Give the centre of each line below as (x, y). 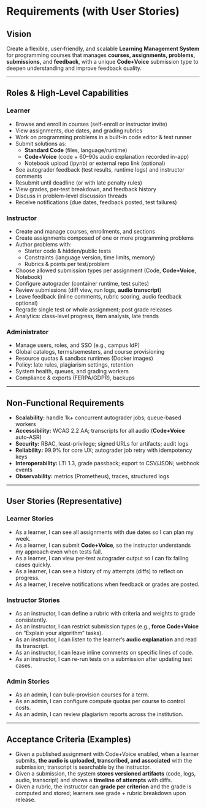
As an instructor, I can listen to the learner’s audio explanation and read (106, 639)
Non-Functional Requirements (65, 403)
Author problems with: (43, 244)
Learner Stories (30, 519)
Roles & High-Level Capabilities (67, 93)
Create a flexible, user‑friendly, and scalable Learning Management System (103, 48)
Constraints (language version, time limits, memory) (90, 257)
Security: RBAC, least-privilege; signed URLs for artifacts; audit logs (102, 444)
